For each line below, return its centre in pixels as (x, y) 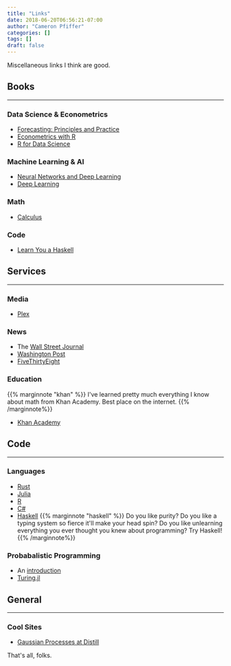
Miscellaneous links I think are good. (59, 65)
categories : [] (29, 33)
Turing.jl (29, 578)
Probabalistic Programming (54, 555)
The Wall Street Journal (51, 347)
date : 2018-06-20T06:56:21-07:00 (55, 20)
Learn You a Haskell (45, 250)
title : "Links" (29, 13)
